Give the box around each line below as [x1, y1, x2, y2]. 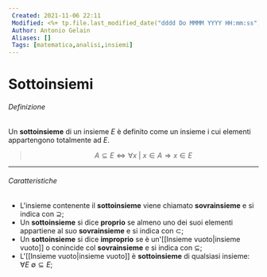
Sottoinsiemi [8, 75, 94, 94]
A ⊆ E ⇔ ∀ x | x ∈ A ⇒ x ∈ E [94, 150, 193, 160]
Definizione [8, 102, 46, 111]
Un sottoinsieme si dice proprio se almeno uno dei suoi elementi [19, 217, 233, 227]
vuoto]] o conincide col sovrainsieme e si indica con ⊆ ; [19, 243, 203, 252]
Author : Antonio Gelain [11, 26, 91, 34]
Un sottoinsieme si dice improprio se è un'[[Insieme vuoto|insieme [19, 234, 241, 244]
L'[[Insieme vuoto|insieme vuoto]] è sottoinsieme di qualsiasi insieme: [19, 251, 250, 260]
